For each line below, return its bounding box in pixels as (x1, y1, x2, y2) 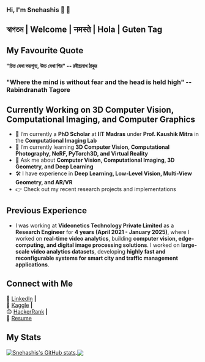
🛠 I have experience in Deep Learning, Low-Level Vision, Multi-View (15, 170, 192, 177)
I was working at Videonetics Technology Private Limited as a (15, 222, 174, 229)
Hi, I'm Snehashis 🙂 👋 (6, 6, 70, 14)
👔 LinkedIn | (6, 295, 37, 302)
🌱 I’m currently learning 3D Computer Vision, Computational (15, 143, 170, 151)
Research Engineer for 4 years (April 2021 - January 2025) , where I (15, 228, 190, 235)
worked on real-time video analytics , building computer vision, (15, 235, 177, 242)
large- (181, 241, 197, 249)
